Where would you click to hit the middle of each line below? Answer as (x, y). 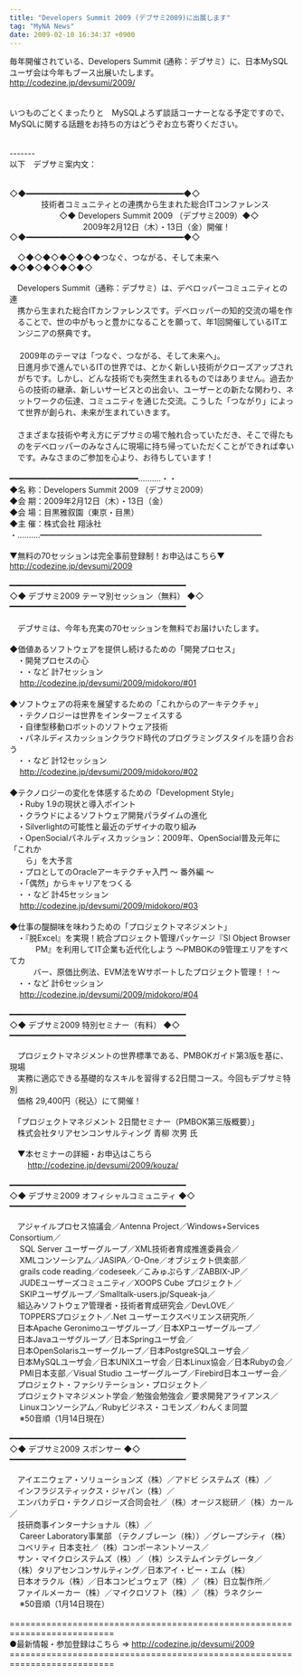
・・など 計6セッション (60, 983)
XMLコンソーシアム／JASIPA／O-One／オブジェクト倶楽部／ (133, 1260)
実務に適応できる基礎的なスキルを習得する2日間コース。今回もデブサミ (150, 1078)
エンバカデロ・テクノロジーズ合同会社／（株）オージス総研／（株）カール (155, 1502)
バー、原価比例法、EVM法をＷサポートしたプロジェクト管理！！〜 (156, 972)
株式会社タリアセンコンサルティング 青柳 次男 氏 (107, 1133)
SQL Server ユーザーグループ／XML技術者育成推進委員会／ (129, 1249)
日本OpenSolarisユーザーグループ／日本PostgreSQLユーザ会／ (133, 1351)
